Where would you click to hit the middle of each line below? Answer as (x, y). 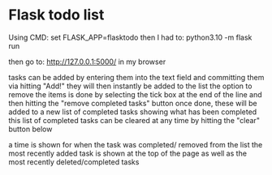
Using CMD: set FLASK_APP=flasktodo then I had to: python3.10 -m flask (130, 37)
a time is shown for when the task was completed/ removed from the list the (136, 144)
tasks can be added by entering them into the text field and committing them (136, 77)
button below (30, 129)
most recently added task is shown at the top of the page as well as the (128, 153)
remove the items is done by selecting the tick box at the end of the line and (135, 94)
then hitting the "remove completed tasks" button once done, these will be (133, 103)
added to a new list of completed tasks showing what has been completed (133, 112)
